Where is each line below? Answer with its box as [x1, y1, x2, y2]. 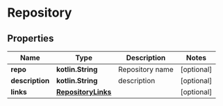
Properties [7, 33, 54, 44]
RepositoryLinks [56, 87, 112, 96]
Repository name [117, 64, 174, 74]
